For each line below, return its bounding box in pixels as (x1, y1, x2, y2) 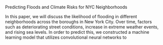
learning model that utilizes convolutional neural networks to (5, 34, 127, 40)
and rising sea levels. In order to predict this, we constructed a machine (5, 29, 149, 35)
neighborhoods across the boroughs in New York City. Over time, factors (5, 19, 152, 24)
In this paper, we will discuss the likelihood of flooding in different (5, 14, 137, 19)
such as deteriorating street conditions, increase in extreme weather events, (5, 24, 159, 30)
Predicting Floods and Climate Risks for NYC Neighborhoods (5, 4, 127, 10)
